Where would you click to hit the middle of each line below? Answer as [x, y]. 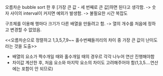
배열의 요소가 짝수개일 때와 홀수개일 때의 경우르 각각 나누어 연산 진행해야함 [83, 57]
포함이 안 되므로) [37, 69]
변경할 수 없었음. [26, 30]
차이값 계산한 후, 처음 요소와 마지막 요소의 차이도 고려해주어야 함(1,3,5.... [81, 63]
